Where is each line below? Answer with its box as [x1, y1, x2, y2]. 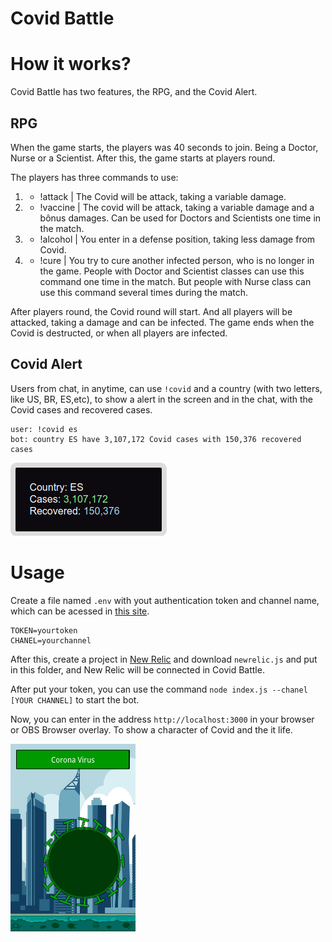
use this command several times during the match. [39, 286, 248, 298]
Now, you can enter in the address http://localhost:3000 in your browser [10, 713, 315, 725]
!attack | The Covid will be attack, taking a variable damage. [39, 190, 287, 202]
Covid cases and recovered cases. [10, 403, 153, 416]
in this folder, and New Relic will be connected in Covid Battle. [10, 663, 265, 676]
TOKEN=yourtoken [10, 625, 78, 636]
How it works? [10, 53, 132, 76]
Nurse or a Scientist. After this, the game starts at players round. [10, 152, 276, 164]
